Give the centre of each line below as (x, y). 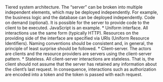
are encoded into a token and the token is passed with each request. (74, 74)
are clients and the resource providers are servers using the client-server (78, 54)
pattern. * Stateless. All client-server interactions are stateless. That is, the (80, 59)
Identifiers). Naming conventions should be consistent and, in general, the (79, 43)
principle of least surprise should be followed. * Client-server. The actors (78, 49)
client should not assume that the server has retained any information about (81, 64)
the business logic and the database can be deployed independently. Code (80, 17)
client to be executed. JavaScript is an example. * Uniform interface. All (77, 28)
